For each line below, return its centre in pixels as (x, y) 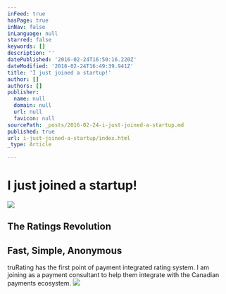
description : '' (31, 53)
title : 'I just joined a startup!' (59, 72)
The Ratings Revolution (59, 227)
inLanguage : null (33, 33)
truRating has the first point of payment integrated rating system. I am (108, 267)
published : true (31, 132)
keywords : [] (26, 46)
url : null (28, 112)
